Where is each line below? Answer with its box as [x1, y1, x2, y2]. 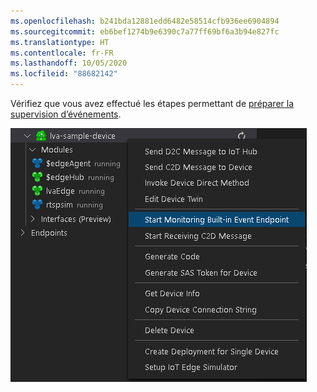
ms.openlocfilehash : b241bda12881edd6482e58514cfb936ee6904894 [10, 16, 280, 26]
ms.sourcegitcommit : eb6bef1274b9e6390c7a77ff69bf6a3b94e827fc [10, 26, 280, 37]
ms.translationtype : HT [10, 37, 110, 47]
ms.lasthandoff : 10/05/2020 [10, 58, 128, 69]
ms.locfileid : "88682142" [10, 69, 118, 79]
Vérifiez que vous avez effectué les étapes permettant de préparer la [10, 98, 295, 109]
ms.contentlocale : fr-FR [10, 48, 114, 58]
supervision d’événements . [10, 108, 122, 120]
